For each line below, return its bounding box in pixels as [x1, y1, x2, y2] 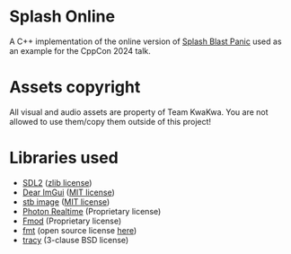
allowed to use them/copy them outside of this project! [9, 116, 212, 127]
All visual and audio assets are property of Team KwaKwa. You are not [9, 106, 269, 118]
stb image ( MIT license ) [22, 196, 110, 207]
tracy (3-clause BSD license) [22, 234, 129, 245]
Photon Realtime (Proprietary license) [22, 206, 162, 216]
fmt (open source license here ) [22, 224, 137, 235]
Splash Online [9, 6, 115, 27]
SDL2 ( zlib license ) [22, 177, 93, 188]
